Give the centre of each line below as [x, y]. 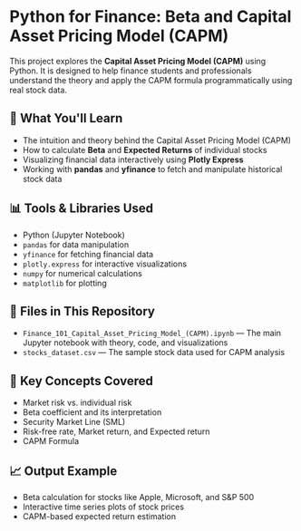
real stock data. [39, 90]
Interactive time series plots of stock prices [103, 507]
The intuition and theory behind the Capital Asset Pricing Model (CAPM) [157, 140]
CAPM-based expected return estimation [99, 517]
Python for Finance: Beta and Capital [150, 17]
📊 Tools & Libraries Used [82, 209]
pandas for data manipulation [76, 244]
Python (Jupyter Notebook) [73, 235]
